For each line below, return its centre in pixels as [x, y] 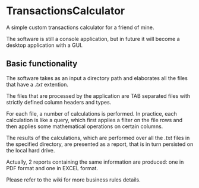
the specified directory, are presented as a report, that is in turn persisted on [100, 144]
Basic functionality [42, 64]
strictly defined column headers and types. [59, 102]
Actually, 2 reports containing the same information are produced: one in [95, 162]
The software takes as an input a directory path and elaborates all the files [97, 78]
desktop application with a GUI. [45, 45]
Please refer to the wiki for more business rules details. [73, 180]
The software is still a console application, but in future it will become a [93, 39]
